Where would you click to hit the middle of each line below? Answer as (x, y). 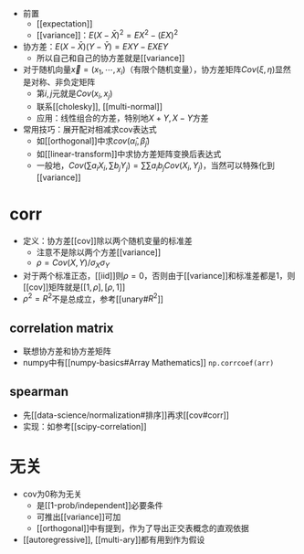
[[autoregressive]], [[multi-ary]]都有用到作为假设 (114, 539)
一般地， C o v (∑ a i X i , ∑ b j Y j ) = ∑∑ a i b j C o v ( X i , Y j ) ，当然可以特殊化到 (156, 166)
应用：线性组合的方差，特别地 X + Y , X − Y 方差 (122, 118)
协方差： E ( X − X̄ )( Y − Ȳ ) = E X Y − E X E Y (95, 46)
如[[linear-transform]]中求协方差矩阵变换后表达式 (129, 154)
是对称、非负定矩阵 (59, 82)
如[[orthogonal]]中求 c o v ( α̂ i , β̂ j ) (93, 142)
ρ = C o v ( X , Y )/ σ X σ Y (73, 263)
